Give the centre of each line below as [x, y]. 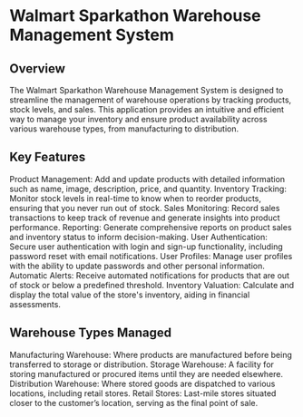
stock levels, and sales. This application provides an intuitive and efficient [147, 109]
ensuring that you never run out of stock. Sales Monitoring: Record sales [145, 208]
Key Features [48, 157]
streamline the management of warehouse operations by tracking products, [151, 100]
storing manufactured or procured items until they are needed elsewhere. [147, 373]
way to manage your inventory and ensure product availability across [138, 119]
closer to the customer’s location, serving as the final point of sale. [134, 402]
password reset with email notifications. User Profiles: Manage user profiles [151, 256]
